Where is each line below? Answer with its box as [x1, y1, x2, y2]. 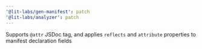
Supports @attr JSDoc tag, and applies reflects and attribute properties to [5, 30, 196, 38]
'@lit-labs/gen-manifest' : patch [5, 8, 90, 15]
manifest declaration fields [5, 37, 72, 44]
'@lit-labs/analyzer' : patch [5, 14, 79, 20]
